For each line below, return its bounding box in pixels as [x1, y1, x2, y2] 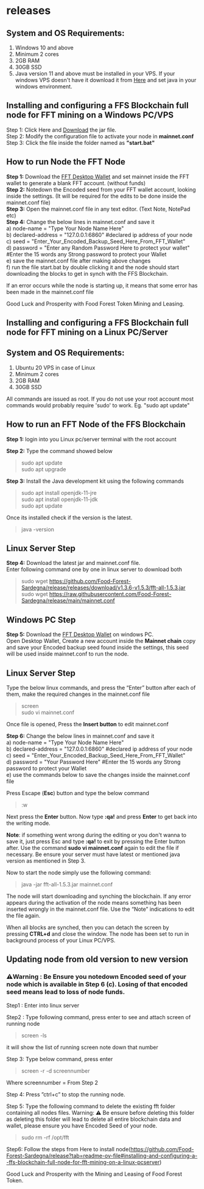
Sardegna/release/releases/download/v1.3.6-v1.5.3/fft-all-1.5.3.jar [21, 584, 186, 591]
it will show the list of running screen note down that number [6, 1043, 158, 1051]
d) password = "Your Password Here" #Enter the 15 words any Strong [6, 759, 181, 766]
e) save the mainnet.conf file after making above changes [6, 257, 151, 264]
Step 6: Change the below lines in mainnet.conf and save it [6, 732, 155, 740]
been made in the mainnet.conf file [6, 288, 94, 295]
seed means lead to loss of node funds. [6, 987, 125, 996]
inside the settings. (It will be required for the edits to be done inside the [6, 192, 187, 200]
